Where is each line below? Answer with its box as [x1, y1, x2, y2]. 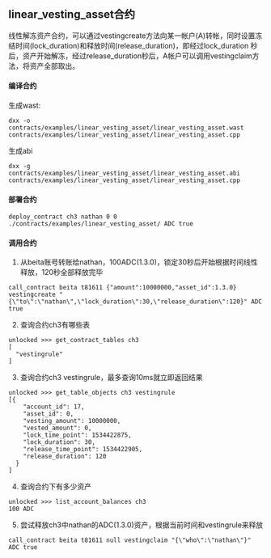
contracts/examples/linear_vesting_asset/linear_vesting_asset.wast [8, 124, 244, 132]
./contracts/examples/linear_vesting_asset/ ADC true [8, 220, 194, 228]
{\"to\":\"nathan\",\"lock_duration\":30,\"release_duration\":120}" [8, 298, 248, 306]
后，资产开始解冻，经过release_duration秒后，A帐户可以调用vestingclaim [8, 51, 252, 61]
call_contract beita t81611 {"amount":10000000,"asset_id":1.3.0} [8, 284, 237, 292]
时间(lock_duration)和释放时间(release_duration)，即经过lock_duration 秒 [15, 40, 258, 50]
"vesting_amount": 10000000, [23, 417, 121, 425]
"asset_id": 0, [23, 410, 74, 418]
